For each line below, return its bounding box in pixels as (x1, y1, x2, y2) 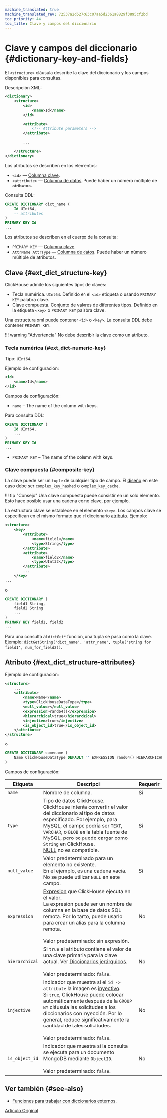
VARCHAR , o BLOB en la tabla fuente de (43, 828, 128, 835)
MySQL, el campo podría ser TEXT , (43, 822, 123, 829)
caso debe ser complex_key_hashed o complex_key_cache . (5, 483, 120, 489)
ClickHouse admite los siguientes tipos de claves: (5, 281, 107, 287)
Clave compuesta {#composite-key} (5, 466, 95, 473)
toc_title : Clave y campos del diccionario (5, 21, 97, 26)
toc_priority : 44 (5, 16, 41, 21)
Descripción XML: (5, 85, 42, 91)
